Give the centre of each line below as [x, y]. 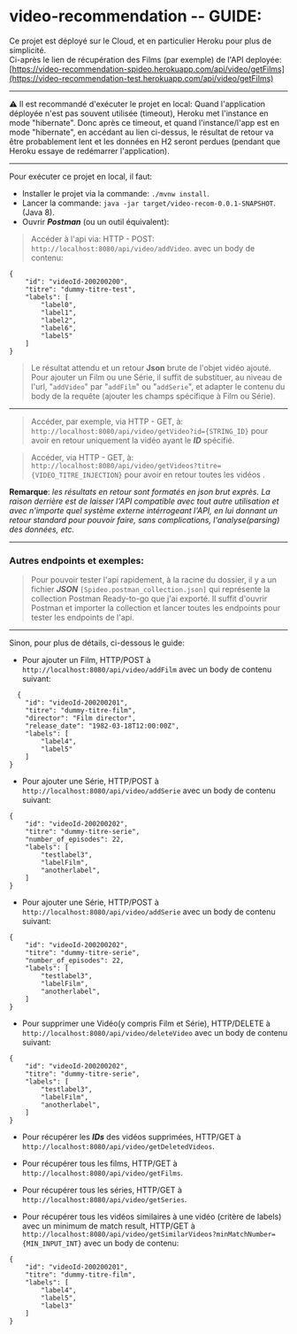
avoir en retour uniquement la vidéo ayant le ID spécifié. [133, 440]
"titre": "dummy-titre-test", [81, 289]
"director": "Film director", [81, 719]
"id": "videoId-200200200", [76, 281]
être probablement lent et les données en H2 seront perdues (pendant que [145, 141]
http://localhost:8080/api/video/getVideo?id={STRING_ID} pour [149, 430]
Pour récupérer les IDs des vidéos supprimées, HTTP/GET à [131, 1137]
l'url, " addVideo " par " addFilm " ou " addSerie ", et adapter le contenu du [158, 386]
